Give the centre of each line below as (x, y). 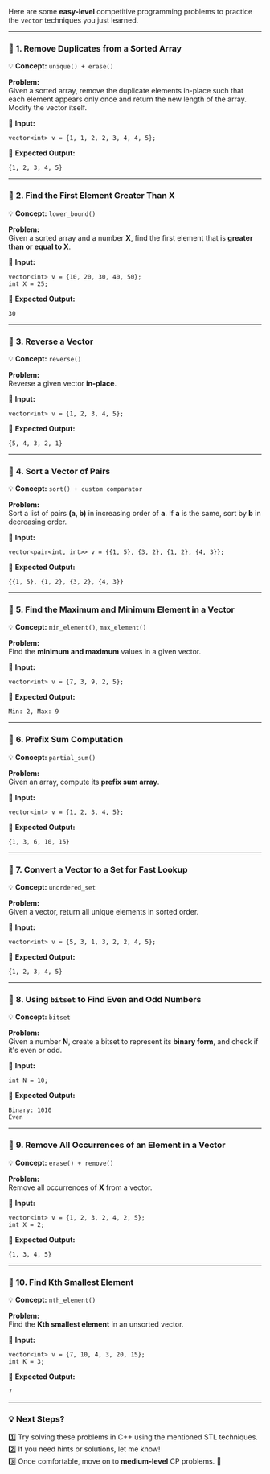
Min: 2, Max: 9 (34, 712)
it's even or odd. (35, 1051)
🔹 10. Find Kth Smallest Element (71, 1282)
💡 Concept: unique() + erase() (61, 66)
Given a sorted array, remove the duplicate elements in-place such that (126, 91)
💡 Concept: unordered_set (52, 887)
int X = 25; (28, 284)
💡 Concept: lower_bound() (52, 213)
